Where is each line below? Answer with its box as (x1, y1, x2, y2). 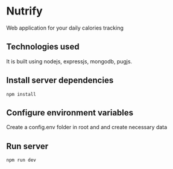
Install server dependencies (6, 75, 114, 86)
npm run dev (6, 157, 36, 164)
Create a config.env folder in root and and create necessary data (6, 124, 168, 131)
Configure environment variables (6, 107, 134, 118)
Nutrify (6, 4, 43, 18)
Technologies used (6, 42, 80, 52)
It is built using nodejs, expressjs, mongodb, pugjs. (6, 57, 133, 65)
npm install (6, 91, 36, 97)
